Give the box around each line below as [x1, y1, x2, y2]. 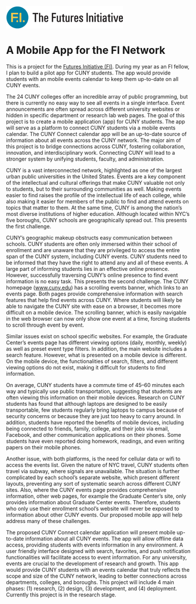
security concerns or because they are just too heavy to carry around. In [6, 412, 181, 419]
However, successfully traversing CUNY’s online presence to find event [6, 272, 178, 279]
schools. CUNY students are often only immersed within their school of [6, 240, 177, 247]
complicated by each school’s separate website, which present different [6, 474, 180, 481]
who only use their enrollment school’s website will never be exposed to [6, 505, 180, 512]
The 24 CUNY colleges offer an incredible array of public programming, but [6, 93, 188, 100]
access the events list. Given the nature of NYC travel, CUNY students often [6, 461, 189, 469]
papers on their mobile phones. [6, 443, 82, 451]
